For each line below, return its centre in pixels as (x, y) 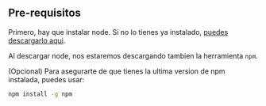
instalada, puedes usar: (46, 79)
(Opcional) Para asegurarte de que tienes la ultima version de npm (117, 71)
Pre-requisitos (45, 13)
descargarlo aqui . (37, 40)
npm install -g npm (40, 94)
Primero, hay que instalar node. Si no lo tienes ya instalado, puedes (118, 32)
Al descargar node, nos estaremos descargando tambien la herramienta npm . (133, 55)
